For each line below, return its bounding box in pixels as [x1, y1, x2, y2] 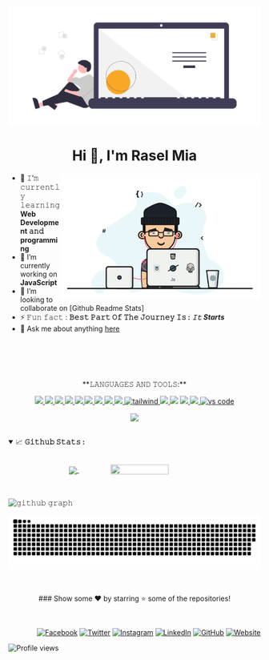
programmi [19, 235, 58, 244]
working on [19, 269, 58, 279]
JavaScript [19, 277, 58, 287]
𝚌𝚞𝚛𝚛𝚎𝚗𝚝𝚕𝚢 [19, 182, 60, 191]
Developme [19, 217, 59, 227]
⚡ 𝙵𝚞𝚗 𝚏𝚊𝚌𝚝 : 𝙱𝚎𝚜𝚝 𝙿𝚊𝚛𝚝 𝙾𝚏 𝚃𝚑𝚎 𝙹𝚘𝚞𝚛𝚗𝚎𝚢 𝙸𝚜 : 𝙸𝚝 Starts [19, 312, 225, 322]
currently [19, 260, 50, 270]
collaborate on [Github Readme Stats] [19, 303, 144, 312]
